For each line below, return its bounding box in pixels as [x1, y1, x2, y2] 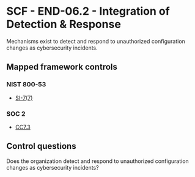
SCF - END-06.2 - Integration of [6, 4, 170, 18]
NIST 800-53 [6, 80, 46, 89]
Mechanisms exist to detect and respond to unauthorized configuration [6, 37, 185, 45]
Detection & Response [6, 17, 121, 31]
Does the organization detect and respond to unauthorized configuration [6, 157, 189, 165]
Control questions [6, 141, 76, 151]
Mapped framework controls [6, 62, 118, 72]
